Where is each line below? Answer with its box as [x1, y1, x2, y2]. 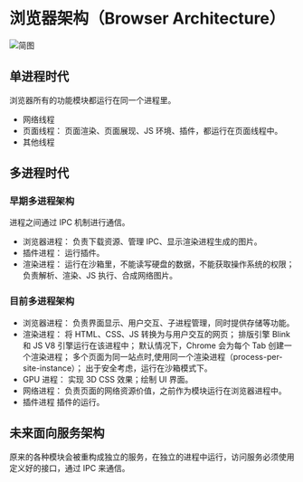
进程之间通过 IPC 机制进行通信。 [9, 217, 130, 228]
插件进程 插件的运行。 [22, 396, 105, 407]
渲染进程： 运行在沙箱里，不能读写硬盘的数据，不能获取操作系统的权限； [22, 259, 295, 269]
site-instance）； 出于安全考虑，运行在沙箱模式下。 [22, 363, 213, 373]
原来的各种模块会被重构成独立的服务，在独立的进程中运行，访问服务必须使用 [9, 451, 295, 462]
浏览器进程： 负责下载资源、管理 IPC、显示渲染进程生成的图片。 [22, 236, 262, 247]
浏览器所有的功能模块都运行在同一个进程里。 [9, 94, 176, 105]
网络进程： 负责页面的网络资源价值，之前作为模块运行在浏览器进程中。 [22, 385, 287, 396]
